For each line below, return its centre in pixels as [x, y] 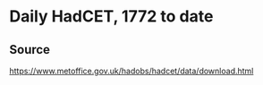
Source [30, 50]
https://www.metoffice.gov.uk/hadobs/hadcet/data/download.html [131, 71]
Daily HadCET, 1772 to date [111, 17]
